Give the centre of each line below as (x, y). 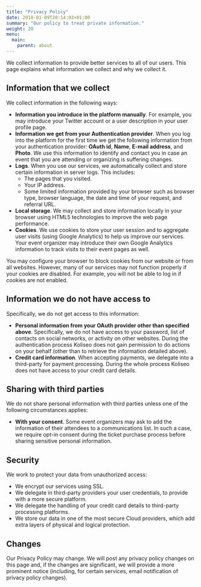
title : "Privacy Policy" (37, 12)
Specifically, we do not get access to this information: (73, 313)
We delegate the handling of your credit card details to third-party (97, 505)
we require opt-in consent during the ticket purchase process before (100, 435)
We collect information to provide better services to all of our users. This (96, 63)
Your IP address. (44, 185)
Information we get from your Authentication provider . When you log (103, 133)
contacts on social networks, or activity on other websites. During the (101, 338)
